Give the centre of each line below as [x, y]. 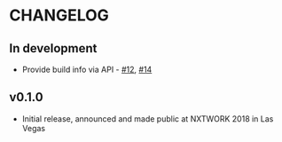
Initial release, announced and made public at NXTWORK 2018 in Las [148, 118]
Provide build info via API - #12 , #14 [87, 69]
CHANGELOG [59, 16]
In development [53, 48]
